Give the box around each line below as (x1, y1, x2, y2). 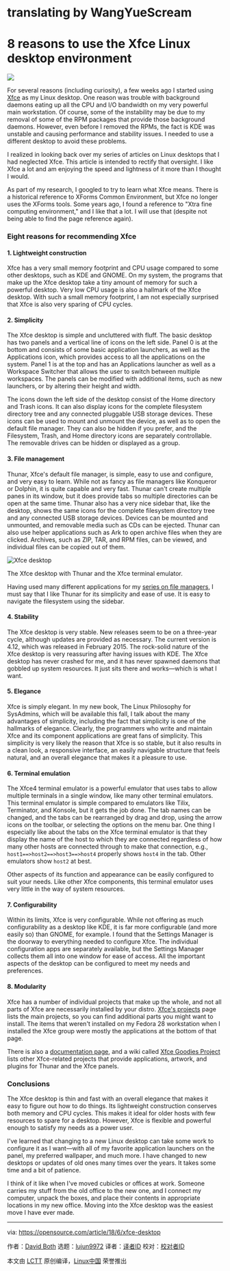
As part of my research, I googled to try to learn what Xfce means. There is (7, 186, 219, 194)
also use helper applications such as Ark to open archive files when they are (7, 528, 222, 536)
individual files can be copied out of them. (7, 542, 126, 551)
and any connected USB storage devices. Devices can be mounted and (7, 514, 209, 522)
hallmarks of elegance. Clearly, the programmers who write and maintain (7, 725, 213, 733)
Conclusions (7, 1079, 50, 1088)
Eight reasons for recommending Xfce (7, 231, 137, 241)
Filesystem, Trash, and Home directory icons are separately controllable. (7, 431, 212, 440)
